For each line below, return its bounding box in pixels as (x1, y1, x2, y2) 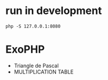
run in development (5, 4, 102, 18)
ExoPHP (5, 43, 45, 56)
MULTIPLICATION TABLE (13, 68, 74, 75)
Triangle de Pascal (13, 62, 59, 69)
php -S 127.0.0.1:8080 (5, 23, 61, 29)
